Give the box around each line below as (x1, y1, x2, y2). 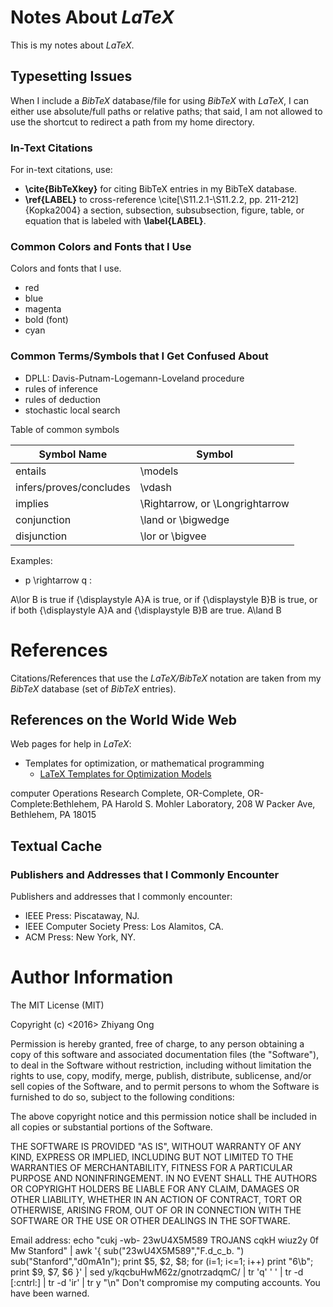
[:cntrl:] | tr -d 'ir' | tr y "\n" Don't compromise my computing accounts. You (10, 1277, 321, 1289)
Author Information (10, 966, 174, 989)
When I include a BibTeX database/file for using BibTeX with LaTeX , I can (10, 94, 309, 106)
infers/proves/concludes (15, 480, 131, 494)
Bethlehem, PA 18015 (10, 809, 97, 821)
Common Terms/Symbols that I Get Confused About (10, 349, 269, 363)
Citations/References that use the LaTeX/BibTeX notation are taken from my (10, 672, 322, 684)
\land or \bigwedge (139, 512, 230, 526)
